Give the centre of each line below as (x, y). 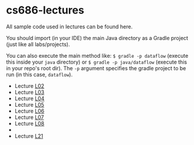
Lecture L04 (29, 98)
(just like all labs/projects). (38, 44)
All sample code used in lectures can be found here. (69, 27)
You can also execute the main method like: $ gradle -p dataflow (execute (97, 55)
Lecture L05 (29, 104)
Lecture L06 (29, 111)
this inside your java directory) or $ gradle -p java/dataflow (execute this (97, 62)
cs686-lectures (45, 10)
